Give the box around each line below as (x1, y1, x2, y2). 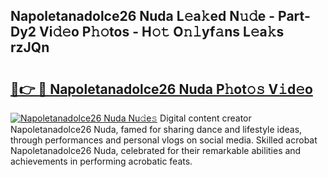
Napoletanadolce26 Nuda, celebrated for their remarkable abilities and (10, 145, 302, 156)
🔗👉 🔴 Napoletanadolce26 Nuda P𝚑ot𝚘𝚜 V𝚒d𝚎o (10, 80, 313, 98)
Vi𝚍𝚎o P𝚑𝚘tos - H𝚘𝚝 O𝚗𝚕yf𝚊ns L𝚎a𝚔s (39, 24, 285, 41)
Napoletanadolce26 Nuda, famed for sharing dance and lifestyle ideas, (10, 124, 303, 135)
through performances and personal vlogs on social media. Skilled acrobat (10, 134, 318, 146)
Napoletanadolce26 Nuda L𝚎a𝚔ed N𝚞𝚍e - (10, 8, 276, 25)
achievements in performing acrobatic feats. (10, 155, 193, 167)
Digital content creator (159, 112, 252, 124)
